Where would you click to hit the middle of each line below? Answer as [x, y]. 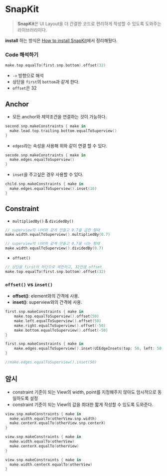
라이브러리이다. [32, 30]
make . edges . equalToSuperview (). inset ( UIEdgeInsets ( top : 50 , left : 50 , [89, 349]
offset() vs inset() [29, 284]
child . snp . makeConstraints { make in [44, 184]
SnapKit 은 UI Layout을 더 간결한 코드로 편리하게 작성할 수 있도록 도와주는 [89, 23]
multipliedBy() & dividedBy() [43, 221]
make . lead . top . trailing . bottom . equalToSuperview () [63, 131]
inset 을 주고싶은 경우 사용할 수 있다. [48, 175]
